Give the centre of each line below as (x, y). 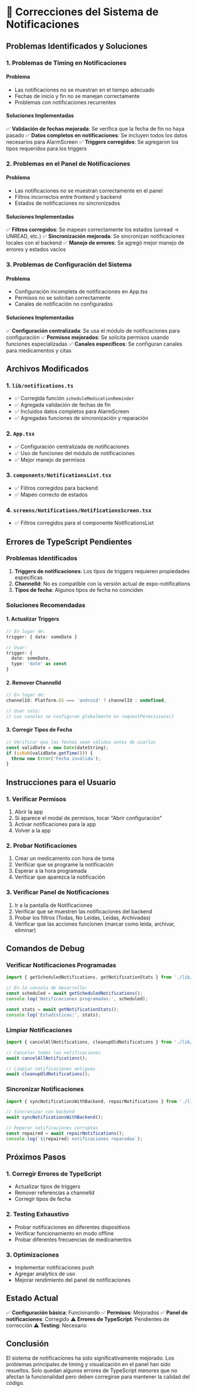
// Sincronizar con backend (40, 1112)
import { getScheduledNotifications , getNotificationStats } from (89, 977)
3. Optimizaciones (33, 1255)
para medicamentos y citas (39, 350)
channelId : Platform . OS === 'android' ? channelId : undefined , (86, 700)
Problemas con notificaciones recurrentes (65, 102)
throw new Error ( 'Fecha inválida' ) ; (56, 758)
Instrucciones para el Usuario (61, 782)
